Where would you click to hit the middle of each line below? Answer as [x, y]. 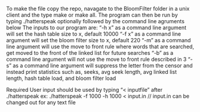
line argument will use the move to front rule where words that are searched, [100, 46]
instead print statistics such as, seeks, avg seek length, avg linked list [92, 72]
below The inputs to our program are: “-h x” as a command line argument [96, 27]
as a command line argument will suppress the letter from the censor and [103, 66]
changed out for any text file [41, 102]
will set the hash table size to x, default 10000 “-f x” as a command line [93, 34]
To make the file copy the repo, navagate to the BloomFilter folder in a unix [98, 9]
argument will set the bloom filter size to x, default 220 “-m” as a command [99, 40]
